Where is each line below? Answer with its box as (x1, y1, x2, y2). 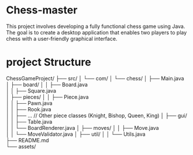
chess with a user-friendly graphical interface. (6, 35, 118, 42)
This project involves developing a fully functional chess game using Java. (6, 23, 185, 30)
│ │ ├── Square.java (6, 87, 57, 94)
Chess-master (6, 3, 78, 17)
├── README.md (6, 136, 49, 143)
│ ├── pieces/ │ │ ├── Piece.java (6, 93, 89, 100)
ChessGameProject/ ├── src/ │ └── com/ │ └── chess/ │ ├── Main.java (6, 75, 184, 82)
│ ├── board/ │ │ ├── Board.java (6, 81, 88, 88)
